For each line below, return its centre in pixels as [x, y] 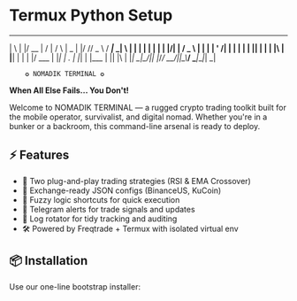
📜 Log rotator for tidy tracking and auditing [99, 219]
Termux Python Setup [91, 15]
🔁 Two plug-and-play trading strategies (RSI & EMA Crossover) [137, 181]
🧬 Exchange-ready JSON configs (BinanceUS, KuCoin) [122, 190]
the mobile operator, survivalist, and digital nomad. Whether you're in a [138, 117]
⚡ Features [39, 155]
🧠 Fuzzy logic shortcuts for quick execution [101, 199]
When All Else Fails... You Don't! [69, 90]
